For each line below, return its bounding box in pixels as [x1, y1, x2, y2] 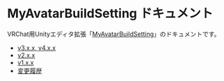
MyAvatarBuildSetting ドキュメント [7, 6, 214, 21]
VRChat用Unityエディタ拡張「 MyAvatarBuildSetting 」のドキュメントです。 [7, 30, 221, 38]
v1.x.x [17, 58, 34, 66]
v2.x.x [17, 51, 35, 59]
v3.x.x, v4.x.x [17, 44, 56, 52]
